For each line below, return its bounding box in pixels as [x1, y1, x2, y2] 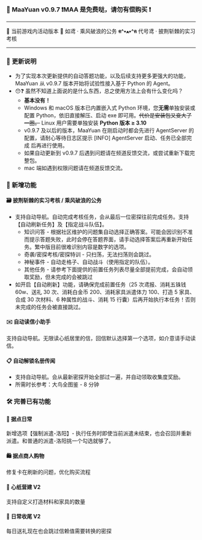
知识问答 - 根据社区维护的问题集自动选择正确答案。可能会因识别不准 [23, 228, 193, 235]
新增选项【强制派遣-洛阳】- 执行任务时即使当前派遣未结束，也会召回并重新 [6, 430, 192, 437]
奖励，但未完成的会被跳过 [29, 273, 93, 280]
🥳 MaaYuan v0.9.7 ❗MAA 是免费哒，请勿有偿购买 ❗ [6, 5, 151, 13]
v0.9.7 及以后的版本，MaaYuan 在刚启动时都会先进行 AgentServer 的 [23, 126, 194, 133]
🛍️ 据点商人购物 [6, 452, 44, 459]
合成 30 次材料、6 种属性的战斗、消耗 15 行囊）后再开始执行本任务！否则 [14, 296, 196, 303]
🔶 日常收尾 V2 [6, 513, 41, 520]
